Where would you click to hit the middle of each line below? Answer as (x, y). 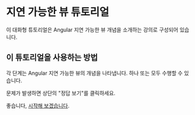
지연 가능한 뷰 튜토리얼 (58, 12)
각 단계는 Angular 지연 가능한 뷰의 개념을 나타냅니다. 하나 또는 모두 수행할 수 (95, 73)
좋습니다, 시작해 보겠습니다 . (38, 106)
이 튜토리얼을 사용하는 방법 (52, 58)
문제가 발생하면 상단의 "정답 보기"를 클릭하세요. (61, 93)
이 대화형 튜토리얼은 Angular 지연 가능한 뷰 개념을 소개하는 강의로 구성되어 (92, 30)
